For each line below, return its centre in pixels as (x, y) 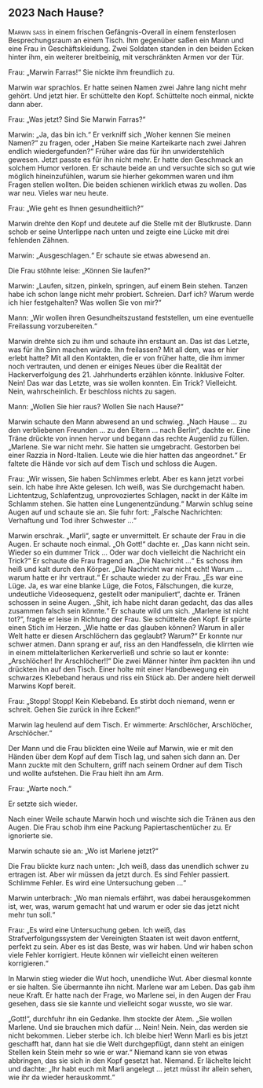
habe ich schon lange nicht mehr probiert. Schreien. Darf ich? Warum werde (131, 294)
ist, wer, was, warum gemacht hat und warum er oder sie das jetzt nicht (124, 906)
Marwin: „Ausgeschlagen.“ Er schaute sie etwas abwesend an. (109, 255)
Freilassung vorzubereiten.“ (53, 326)
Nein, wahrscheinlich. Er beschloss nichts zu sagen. (92, 391)
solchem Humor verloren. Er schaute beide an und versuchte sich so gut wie (132, 167)
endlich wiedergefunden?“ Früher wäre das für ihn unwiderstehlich (117, 151)
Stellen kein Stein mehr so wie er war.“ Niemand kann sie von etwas (118, 1052)
